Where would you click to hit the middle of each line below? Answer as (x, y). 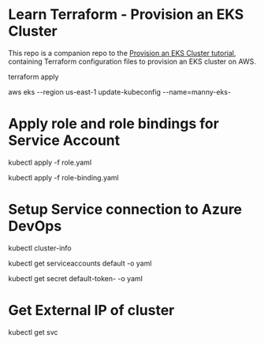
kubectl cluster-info (40, 248)
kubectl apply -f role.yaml (50, 162)
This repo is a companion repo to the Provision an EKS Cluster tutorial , (122, 53)
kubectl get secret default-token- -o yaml (76, 278)
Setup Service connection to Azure (125, 210)
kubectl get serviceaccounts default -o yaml (80, 263)
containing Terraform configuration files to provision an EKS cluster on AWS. (132, 61)
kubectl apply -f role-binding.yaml (64, 177)
